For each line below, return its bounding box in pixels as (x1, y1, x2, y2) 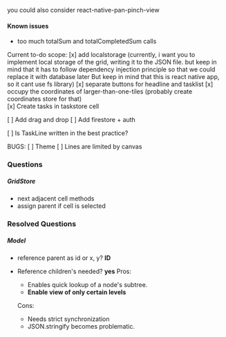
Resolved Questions (7, 219, 77, 229)
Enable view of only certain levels (27, 288, 126, 296)
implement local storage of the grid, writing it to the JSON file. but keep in (7, 58, 217, 67)
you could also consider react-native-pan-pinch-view (7, 6, 160, 14)
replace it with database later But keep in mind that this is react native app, (7, 73, 220, 81)
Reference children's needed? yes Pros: (17, 267, 131, 275)
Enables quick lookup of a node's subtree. (27, 280, 148, 288)
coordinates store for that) (7, 95, 82, 103)
